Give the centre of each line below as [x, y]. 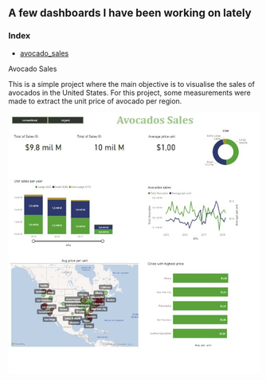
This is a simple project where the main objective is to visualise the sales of [131, 84]
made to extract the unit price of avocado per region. [95, 101]
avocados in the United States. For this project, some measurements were [129, 92]
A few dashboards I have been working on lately [130, 13]
